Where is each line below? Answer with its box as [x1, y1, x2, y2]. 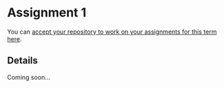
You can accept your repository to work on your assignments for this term [7, 27, 217, 36]
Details [7, 55, 38, 67]
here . [7, 34, 22, 43]
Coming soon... [7, 73, 50, 81]
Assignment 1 [7, 5, 87, 21]
